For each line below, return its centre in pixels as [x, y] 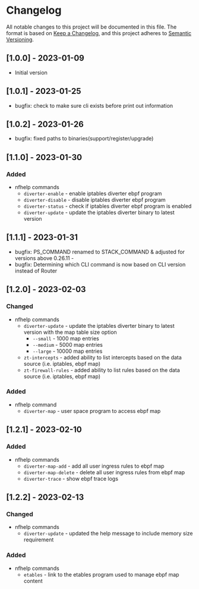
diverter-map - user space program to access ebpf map [92, 411]
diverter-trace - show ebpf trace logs [71, 478]
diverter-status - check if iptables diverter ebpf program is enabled [108, 206]
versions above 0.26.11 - [44, 258]
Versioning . [20, 39]
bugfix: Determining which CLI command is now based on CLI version [100, 264]
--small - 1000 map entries [66, 338]
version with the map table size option [70, 332]
